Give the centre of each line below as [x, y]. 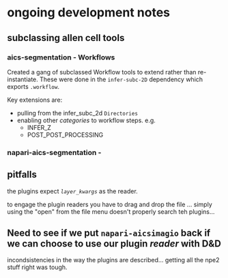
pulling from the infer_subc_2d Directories [77, 113]
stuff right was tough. [37, 267]
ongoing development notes [89, 13]
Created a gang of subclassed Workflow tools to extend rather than [102, 72]
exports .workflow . [33, 86]
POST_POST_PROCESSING [65, 135]
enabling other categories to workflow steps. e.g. [86, 120]
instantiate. [23, 79]
